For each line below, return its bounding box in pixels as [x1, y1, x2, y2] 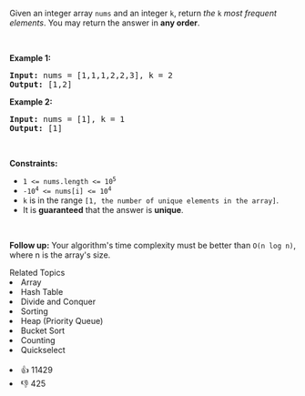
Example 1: [9, 53, 52, 63]
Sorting [21, 306, 48, 317]
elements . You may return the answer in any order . [9, 17, 200, 28]
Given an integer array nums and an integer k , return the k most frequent [9, 8, 278, 18]
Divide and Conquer [21, 296, 97, 307]
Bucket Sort [21, 325, 66, 336]
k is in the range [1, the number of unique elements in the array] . [22, 195, 280, 206]
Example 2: [9, 96, 53, 107]
